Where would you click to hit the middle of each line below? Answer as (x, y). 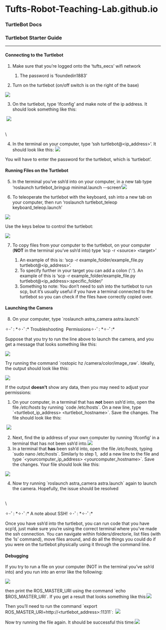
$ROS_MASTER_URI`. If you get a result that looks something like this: (76, 597)
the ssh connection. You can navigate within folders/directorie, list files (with (83, 534)
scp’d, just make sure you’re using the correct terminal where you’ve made (81, 529)
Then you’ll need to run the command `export (51, 606)
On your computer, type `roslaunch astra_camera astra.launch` (76, 319)
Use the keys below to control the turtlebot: (49, 226)
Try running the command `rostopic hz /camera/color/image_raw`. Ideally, (80, 363)
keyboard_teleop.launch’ (37, 207)
